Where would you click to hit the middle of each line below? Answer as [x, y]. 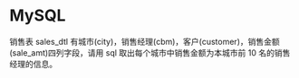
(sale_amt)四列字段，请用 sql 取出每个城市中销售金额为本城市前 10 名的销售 [150, 52]
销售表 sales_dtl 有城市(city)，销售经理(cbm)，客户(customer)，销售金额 [145, 41]
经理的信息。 [33, 64]
